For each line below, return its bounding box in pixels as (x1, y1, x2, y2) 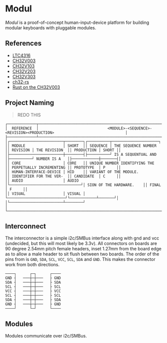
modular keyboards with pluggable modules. (5, 24, 96, 30)
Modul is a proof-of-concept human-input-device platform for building (5, 19, 150, 25)
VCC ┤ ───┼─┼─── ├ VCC (5, 289, 61, 294)
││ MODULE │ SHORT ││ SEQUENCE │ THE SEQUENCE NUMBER (5, 143, 157, 148)
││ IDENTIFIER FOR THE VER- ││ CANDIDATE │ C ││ (5, 174, 121, 179)
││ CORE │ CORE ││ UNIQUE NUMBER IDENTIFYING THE (5, 160, 155, 166)
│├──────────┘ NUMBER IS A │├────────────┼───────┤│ (5, 156, 121, 161)
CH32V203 (12, 68, 36, 74)
